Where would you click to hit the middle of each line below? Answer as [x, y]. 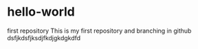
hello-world [41, 12]
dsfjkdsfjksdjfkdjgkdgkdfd [44, 37]
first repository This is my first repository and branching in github [99, 31]
